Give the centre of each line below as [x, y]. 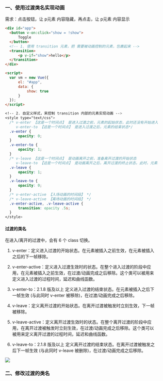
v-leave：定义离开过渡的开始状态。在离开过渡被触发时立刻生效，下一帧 [83, 306]
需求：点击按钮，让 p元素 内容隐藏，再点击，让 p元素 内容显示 [67, 19]
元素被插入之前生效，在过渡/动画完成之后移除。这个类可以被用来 [90, 273]
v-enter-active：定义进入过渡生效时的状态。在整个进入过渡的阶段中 [79, 267]
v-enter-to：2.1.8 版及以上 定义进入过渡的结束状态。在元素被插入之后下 [83, 289]
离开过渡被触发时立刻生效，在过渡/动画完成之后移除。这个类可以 [90, 328]
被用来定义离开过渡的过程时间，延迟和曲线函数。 [61, 334]
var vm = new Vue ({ [29, 78]
